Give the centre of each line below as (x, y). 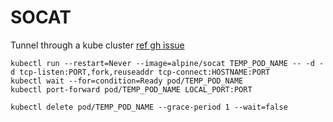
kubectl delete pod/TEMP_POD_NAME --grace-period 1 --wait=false (149, 107)
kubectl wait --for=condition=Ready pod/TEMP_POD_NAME (127, 81)
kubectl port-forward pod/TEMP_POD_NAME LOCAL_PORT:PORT (131, 89)
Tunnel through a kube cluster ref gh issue (97, 45)
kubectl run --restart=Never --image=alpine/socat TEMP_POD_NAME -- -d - (167, 63)
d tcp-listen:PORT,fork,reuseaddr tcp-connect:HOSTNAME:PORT (140, 72)
